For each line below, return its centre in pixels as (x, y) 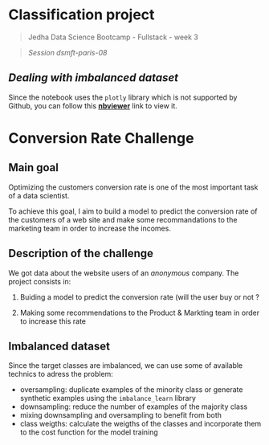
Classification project (82, 15)
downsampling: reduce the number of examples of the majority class (134, 406)
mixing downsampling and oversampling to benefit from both (121, 415)
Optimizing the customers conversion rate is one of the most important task (133, 187)
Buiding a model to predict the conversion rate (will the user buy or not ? (139, 297)
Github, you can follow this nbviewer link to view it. (93, 105)
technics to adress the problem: (61, 374)
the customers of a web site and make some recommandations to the (123, 219)
